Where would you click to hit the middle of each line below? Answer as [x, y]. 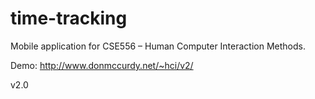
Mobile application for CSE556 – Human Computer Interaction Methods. [158, 46]
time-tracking [69, 18]
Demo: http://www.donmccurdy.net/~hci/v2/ [102, 65]
